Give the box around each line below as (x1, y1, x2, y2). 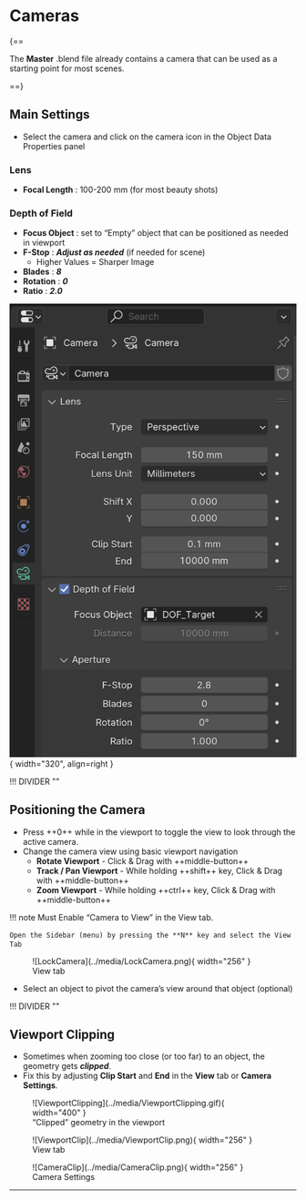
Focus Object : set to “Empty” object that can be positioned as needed (22, 228, 289, 239)
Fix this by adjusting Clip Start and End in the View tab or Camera (22, 1071, 271, 1082)
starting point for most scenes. (9, 63, 125, 74)
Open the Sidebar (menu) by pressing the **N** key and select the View (9, 931, 291, 940)
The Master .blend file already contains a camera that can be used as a (9, 53, 278, 64)
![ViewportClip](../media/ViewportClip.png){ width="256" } (32, 1134, 253, 1145)
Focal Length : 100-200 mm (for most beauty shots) (22, 184, 219, 196)
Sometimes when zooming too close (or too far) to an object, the (22, 1051, 266, 1062)
